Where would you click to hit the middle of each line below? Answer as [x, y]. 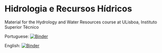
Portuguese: [17, 36]
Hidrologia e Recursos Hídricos [68, 9]
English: [12, 45]
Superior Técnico [22, 27]
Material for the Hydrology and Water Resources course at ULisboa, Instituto [81, 22]
